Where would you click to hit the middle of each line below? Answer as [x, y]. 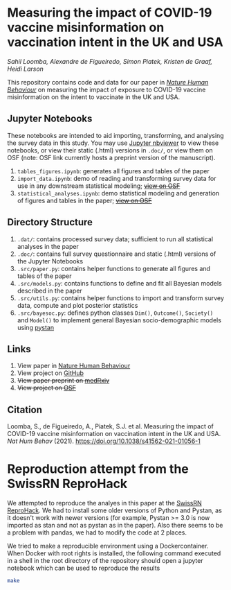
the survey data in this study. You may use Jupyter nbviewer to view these [113, 143]
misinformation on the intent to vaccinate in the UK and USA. [94, 97]
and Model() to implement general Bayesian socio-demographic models [119, 320]
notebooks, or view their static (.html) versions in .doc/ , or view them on [110, 150]
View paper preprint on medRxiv [63, 381]
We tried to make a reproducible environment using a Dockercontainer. [108, 546]
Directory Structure [50, 222]
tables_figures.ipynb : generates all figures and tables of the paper [113, 171]
